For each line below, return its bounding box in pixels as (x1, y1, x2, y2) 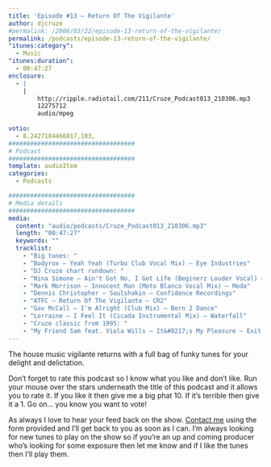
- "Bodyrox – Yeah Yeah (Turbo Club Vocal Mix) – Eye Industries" (23, 259, 251, 267)
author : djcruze (8, 19, 63, 27)
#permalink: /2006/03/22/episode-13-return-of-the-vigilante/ (8, 27, 222, 35)
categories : (8, 170, 48, 178)
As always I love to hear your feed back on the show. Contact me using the (8, 414, 257, 424)
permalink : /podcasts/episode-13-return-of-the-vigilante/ (8, 34, 211, 43)
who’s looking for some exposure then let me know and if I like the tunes (8, 440, 248, 450)
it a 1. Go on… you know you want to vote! (8, 399, 148, 409)
